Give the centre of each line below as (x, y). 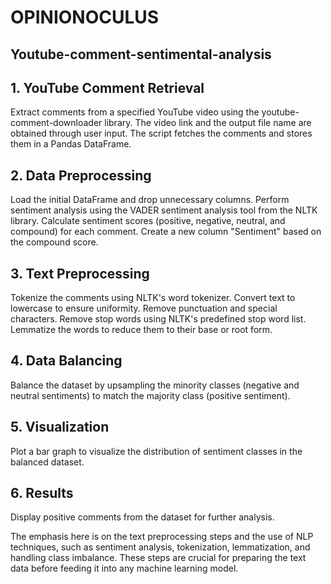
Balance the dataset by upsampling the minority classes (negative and (155, 385)
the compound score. (54, 242)
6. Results (42, 493)
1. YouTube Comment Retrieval (107, 87)
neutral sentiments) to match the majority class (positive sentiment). (150, 395)
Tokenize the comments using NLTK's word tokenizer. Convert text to (153, 298)
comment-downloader (56, 123)
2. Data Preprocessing (81, 175)
